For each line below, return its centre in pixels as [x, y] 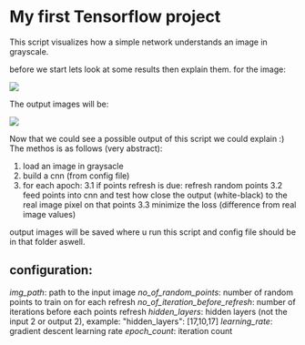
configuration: [51, 270]
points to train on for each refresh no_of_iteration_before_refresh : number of [152, 301]
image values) [49, 214]
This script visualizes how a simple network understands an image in [139, 42]
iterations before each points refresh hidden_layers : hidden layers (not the [149, 311]
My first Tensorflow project [115, 17]
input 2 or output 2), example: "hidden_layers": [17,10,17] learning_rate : [141, 321]
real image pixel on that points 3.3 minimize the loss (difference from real [159, 204]
